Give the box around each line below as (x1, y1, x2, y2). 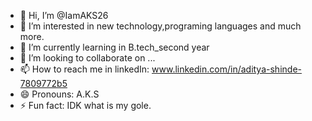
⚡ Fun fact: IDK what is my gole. (19, 100, 152, 111)
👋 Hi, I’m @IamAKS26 (19, 10, 109, 21)
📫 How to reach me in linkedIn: (19, 63, 150, 75)
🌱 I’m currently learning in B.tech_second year (19, 41, 210, 53)
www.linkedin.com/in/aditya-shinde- (151, 63, 302, 75)
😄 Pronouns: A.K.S (19, 88, 100, 100)
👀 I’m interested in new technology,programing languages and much (19, 20, 302, 32)
